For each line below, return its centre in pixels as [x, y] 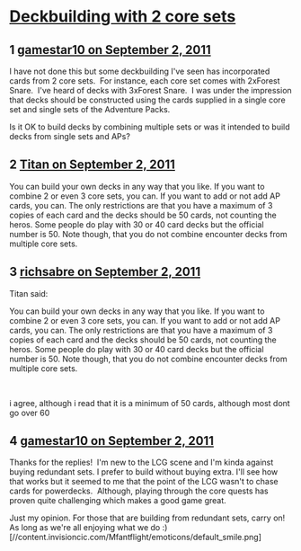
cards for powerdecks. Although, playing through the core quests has [139, 491]
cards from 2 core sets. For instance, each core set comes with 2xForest [145, 81]
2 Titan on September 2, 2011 [92, 165]
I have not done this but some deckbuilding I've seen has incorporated [140, 71]
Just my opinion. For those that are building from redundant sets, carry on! [147, 518]
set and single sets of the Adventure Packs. [90, 109]
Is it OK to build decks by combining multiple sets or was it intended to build [150, 127]
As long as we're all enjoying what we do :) [89, 528]
